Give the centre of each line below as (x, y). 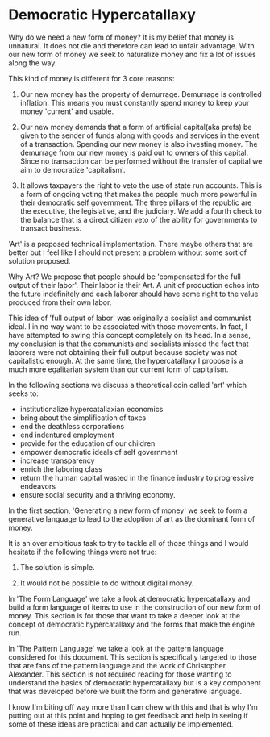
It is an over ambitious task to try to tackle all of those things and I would (129, 543)
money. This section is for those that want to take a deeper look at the (124, 615)
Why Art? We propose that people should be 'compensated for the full (125, 277)
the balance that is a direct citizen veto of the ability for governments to (139, 219)
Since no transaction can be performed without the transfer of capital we (141, 161)
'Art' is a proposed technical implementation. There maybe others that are (131, 244)
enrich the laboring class (61, 468)
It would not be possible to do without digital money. (107, 583)
